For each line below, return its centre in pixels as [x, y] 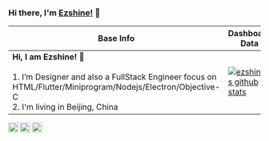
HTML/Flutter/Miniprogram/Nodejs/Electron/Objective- [116, 87]
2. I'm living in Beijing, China [65, 107]
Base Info [116, 38]
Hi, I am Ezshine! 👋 [48, 57]
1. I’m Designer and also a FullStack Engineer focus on [115, 77]
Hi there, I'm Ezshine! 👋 [54, 13]
